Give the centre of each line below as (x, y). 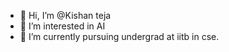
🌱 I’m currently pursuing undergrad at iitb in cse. (119, 36)
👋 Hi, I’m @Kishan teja (65, 15)
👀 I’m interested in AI (62, 26)
